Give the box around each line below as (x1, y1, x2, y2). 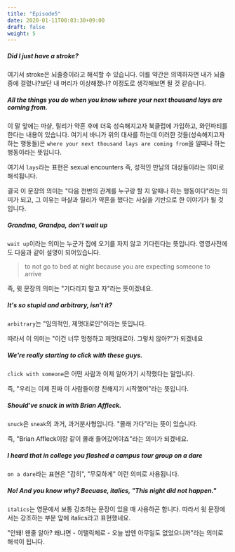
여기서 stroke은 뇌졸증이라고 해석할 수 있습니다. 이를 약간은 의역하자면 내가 (7, 70, 213, 79)
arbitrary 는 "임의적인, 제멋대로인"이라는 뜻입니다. (7, 319, 147, 328)
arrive (24, 270, 42, 278)
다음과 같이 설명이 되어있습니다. (14, 248, 101, 257)
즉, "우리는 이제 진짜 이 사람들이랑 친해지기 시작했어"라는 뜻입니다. (7, 385, 189, 393)
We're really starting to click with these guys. (7, 351, 143, 359)
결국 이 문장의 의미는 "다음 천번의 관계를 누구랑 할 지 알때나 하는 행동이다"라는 (7, 187, 221, 195)
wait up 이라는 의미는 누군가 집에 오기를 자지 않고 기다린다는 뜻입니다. (7, 240, 198, 248)
